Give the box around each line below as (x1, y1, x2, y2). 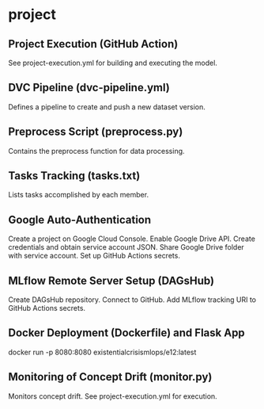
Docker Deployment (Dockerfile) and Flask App (8, 327, 245, 340)
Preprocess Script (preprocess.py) (8, 125, 183, 139)
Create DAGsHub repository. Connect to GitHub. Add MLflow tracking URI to (8, 295, 257, 304)
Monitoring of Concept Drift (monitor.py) (8, 370, 213, 384)
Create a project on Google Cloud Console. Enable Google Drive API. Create (8, 234, 255, 243)
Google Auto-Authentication (8, 212, 152, 227)
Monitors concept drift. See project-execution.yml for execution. (8, 391, 217, 401)
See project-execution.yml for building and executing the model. (8, 58, 217, 67)
